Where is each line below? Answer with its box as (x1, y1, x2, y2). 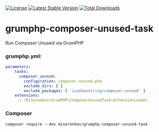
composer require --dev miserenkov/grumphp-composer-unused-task (5, 121, 148, 127)
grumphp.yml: (5, 52, 42, 60)
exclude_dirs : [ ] (24, 83, 63, 88)
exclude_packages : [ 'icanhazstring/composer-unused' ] (24, 88, 146, 93)
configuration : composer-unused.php (24, 79, 102, 84)
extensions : (14, 93, 40, 98)
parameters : (5, 64, 31, 69)
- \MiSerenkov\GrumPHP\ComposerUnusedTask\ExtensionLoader (18, 98, 148, 103)
